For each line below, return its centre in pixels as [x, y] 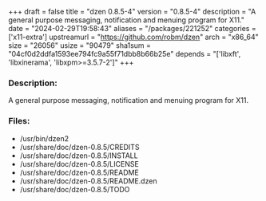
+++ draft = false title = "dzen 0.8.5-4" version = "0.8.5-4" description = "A [132, 12]
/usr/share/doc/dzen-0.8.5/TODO [75, 189]
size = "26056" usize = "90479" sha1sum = [80, 45]
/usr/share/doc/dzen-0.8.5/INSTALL [79, 156]
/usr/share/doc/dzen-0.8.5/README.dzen [88, 181]
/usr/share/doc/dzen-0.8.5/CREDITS [79, 147]
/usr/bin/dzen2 [44, 138]
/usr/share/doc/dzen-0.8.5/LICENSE [79, 164]
